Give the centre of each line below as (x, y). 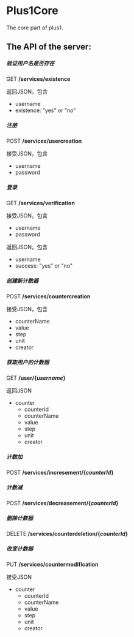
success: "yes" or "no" (44, 266)
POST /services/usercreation (44, 141)
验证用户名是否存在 (30, 63)
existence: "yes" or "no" (45, 110)
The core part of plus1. (35, 28)
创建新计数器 (22, 281)
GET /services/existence (38, 79)
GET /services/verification (41, 203)
